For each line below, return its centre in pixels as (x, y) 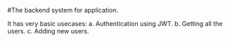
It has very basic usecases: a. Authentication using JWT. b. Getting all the (115, 23)
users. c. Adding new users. (48, 31)
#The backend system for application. (63, 10)
